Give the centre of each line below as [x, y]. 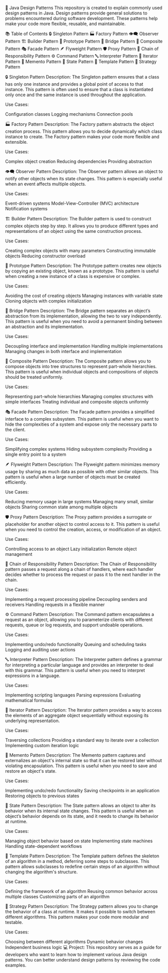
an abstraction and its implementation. [44, 327]
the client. [15, 430]
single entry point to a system [36, 454]
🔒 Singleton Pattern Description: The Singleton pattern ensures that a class [82, 77]
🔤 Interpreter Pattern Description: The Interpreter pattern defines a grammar [84, 659]
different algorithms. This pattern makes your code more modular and [77, 917]
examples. [16, 965]
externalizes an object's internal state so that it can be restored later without [84, 760]
